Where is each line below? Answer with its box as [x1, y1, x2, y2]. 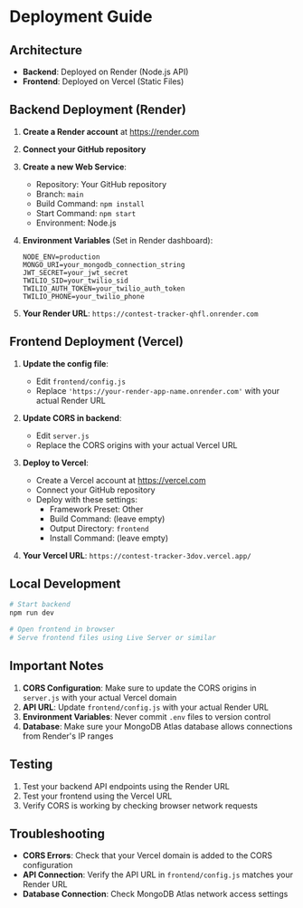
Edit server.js [35, 430, 90, 441]
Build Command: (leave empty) [49, 513, 166, 524]
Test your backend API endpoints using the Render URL [22, 780, 231, 791]
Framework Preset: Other [49, 503, 144, 514]
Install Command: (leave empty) [49, 532, 169, 543]
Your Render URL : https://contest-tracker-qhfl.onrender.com [22, 308, 259, 319]
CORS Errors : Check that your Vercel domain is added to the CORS [22, 850, 273, 861]
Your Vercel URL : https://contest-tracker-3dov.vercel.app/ [22, 550, 251, 560]
